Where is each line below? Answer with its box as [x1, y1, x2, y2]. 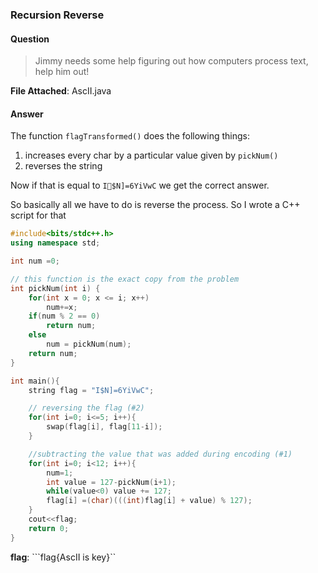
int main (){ [10, 376, 60, 386]
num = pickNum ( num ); [46, 339, 132, 350]
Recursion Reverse [10, 8, 105, 22]
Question [10, 33, 50, 45]
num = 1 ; [46, 468, 74, 478]
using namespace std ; [10, 238, 101, 248]
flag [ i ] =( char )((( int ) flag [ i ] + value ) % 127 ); [46, 496, 253, 506]
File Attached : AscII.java [10, 85, 112, 97]
